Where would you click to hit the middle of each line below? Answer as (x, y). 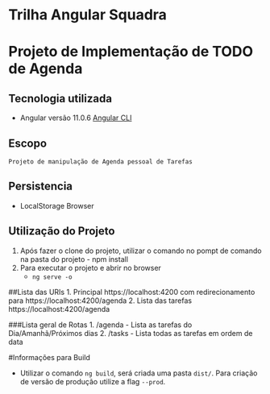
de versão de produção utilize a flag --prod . (93, 381)
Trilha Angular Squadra (88, 15)
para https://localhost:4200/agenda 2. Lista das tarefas (100, 301)
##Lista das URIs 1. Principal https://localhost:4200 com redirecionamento (132, 292)
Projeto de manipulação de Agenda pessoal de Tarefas (101, 162)
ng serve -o (52, 277)
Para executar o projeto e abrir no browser (90, 268)
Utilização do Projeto (62, 231)
